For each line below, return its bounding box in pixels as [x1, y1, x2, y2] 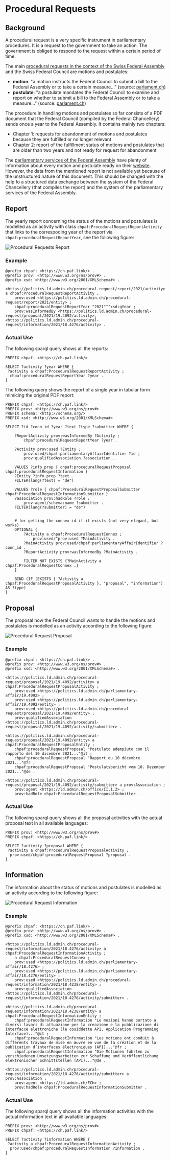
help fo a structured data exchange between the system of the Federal [5, 179, 154, 184]
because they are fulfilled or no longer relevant [12, 136, 111, 142]
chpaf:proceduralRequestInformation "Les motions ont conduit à [14, 1035, 154, 1040]
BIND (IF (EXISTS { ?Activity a [14, 576, 83, 582]
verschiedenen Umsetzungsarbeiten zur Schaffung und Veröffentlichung [5, 1053, 159, 1058]
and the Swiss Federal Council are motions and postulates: [5, 68, 129, 75]
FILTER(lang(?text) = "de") [14, 478, 74, 483]
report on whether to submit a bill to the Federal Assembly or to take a [12, 95, 160, 101]
